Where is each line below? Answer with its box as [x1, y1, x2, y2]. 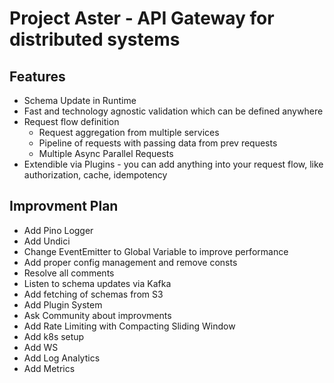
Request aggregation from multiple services [38, 127, 220, 138]
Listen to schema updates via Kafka [23, 277, 172, 289]
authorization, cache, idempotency [23, 169, 168, 181]
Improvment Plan [9, 198, 119, 215]
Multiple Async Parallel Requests [38, 148, 174, 159]
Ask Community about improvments [23, 309, 172, 321]
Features [9, 68, 66, 85]
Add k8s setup [23, 330, 85, 342]
